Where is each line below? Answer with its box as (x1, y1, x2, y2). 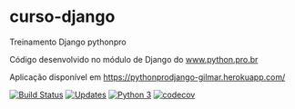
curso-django (9, 6, 116, 27)
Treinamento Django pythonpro (9, 36, 127, 47)
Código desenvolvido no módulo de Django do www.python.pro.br (9, 54, 259, 64)
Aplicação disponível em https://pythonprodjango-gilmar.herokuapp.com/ (9, 71, 286, 83)
